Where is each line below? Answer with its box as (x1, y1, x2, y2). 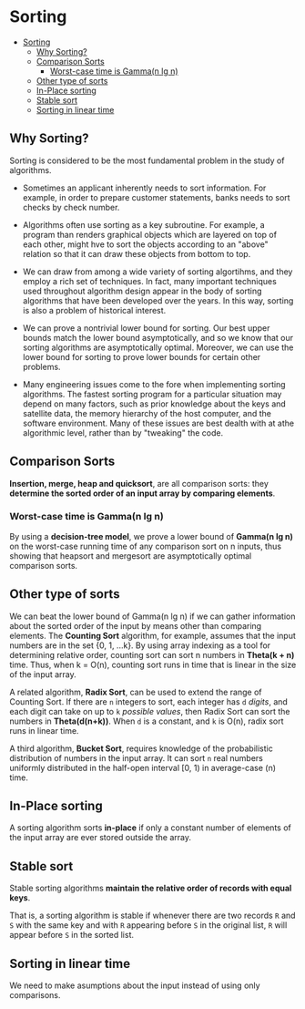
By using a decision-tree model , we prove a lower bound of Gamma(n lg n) (9, 530, 294, 541)
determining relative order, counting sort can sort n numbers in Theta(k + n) (9, 649, 295, 660)
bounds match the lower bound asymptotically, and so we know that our (22, 332, 294, 343)
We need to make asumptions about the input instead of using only (9, 980, 261, 991)
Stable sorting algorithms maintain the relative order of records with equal (9, 882, 292, 894)
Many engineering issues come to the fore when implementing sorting (22, 378, 286, 389)
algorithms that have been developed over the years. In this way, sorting (22, 294, 294, 306)
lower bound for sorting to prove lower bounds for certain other (22, 351, 261, 362)
